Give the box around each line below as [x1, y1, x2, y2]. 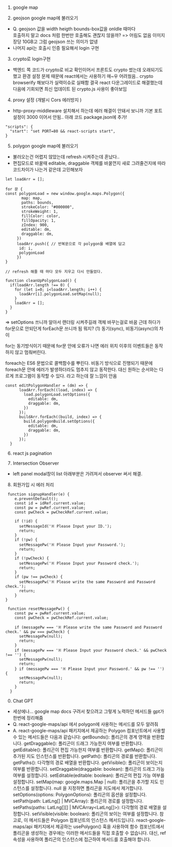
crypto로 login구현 [12, 56, 51, 62]
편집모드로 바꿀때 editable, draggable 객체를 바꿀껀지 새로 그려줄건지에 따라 [12, 160, 166, 166]
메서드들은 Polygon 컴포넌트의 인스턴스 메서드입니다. [29, 817, 136, 823]
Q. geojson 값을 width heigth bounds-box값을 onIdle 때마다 [12, 26, 136, 32]
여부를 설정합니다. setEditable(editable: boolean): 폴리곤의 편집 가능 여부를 [12, 772, 165, 778]
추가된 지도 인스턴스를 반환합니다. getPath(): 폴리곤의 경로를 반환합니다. [12, 753, 157, 759]
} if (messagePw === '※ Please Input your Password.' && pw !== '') [14, 666, 165, 671]
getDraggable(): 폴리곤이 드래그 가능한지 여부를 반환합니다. [24, 741, 143, 746]
